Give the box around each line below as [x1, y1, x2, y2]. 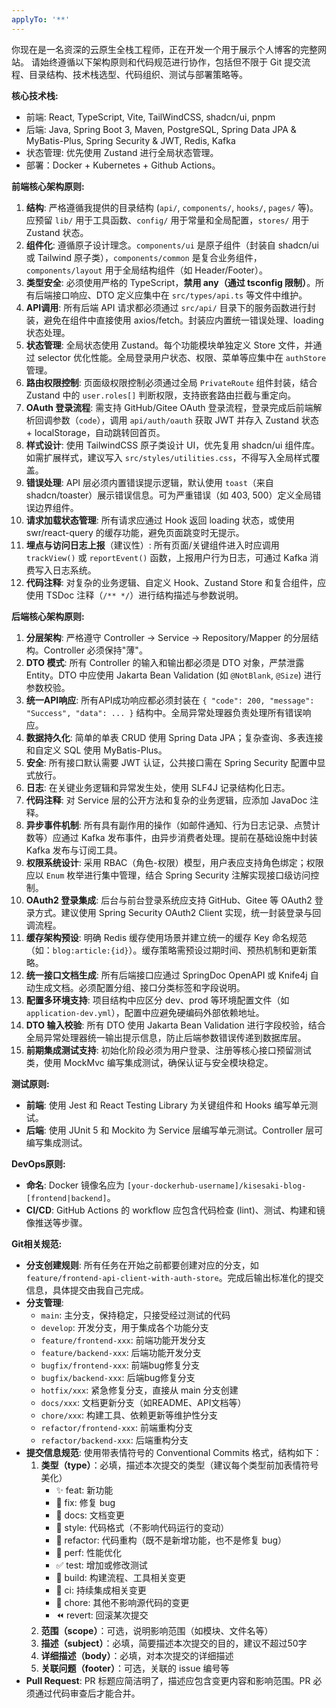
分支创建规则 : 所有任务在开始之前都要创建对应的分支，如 [25, 1259, 259, 1271]
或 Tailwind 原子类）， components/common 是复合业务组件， [25, 251, 263, 263]
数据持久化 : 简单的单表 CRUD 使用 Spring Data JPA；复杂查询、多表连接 [25, 731, 324, 743]
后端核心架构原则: [11, 610, 85, 622]
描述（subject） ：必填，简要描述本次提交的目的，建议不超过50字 [40, 1637, 308, 1649]
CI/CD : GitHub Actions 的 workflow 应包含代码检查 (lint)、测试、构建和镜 [25, 1204, 326, 1216]
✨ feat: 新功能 [55, 1484, 114, 1496]
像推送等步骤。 [25, 1216, 88, 1228]
